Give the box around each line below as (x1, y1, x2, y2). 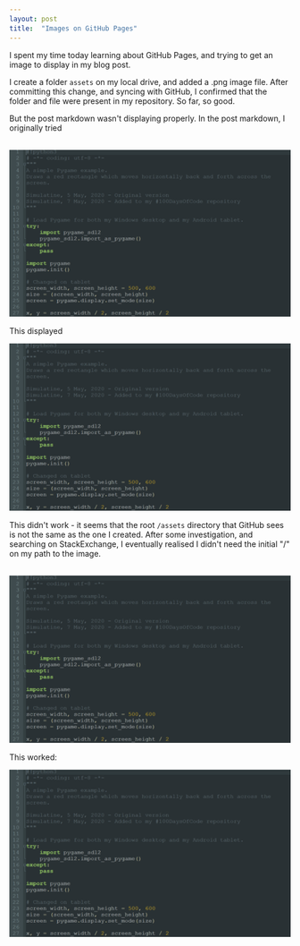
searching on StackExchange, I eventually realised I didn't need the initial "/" (9, 539, 290, 550)
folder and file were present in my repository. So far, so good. (9, 95, 235, 107)
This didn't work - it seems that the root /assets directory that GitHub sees (9, 520, 284, 531)
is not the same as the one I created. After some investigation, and (9, 529, 254, 541)
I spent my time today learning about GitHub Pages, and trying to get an (9, 49, 274, 60)
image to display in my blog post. (9, 59, 131, 70)
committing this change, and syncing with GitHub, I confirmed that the (9, 86, 268, 97)
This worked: (9, 752, 58, 763)
